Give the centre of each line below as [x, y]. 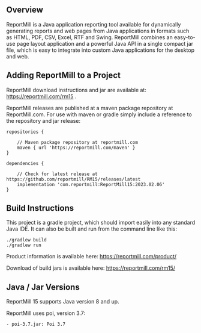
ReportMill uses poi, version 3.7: [46, 313]
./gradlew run [24, 245]
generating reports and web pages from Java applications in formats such [98, 31]
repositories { [25, 132]
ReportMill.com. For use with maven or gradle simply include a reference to [99, 114]
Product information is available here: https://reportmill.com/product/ [91, 257]
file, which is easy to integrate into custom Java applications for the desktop [100, 50]
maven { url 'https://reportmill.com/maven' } [76, 148]
